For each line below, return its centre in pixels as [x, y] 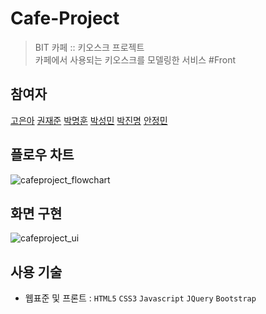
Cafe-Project [65, 18]
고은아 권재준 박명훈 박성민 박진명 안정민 [89, 120]
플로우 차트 [42, 155]
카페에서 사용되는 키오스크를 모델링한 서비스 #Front [135, 59]
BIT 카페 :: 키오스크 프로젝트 [89, 47]
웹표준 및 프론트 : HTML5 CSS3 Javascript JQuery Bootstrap [140, 298]
